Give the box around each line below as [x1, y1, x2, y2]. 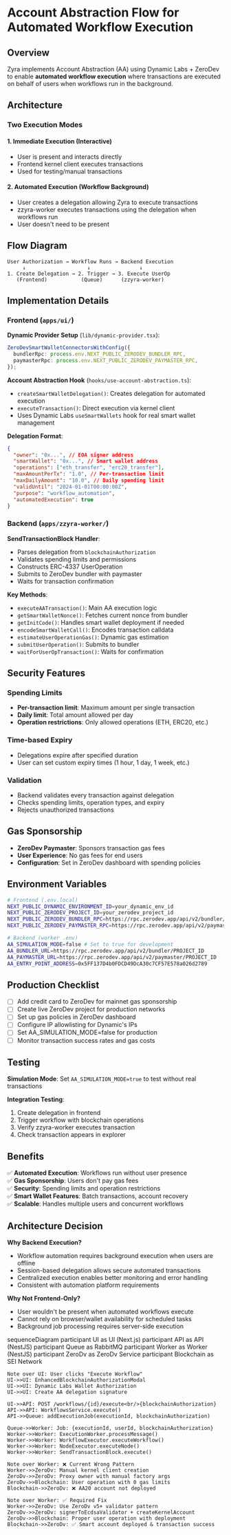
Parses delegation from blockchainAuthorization [16, 548, 156, 556]
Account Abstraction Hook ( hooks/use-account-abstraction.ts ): [7, 376, 191, 384]
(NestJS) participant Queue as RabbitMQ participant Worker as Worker [7, 1343, 208, 1351]
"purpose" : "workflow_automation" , [13, 489, 115, 496]
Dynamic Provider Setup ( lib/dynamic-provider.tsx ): [7, 331, 160, 340]
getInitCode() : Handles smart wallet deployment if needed [16, 618, 184, 626]
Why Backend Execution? [7, 1239, 82, 1247]
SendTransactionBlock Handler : [7, 534, 100, 542]
